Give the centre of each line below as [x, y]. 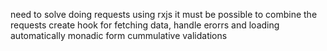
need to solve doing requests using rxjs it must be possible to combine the [164, 14]
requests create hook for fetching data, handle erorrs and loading [145, 25]
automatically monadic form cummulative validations [119, 35]
